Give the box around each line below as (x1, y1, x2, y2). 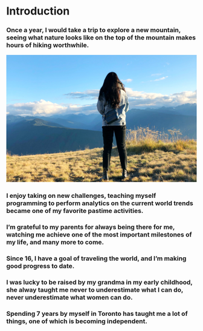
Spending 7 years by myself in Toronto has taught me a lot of (6, 309, 188, 318)
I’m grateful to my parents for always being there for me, (6, 223, 175, 231)
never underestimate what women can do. (6, 293, 133, 301)
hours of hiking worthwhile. (6, 41, 89, 50)
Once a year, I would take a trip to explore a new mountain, (6, 26, 181, 34)
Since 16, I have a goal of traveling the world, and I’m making (6, 254, 187, 263)
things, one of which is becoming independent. (6, 316, 148, 325)
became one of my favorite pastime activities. (6, 207, 144, 215)
